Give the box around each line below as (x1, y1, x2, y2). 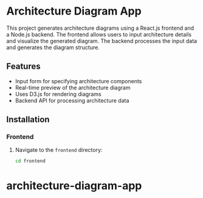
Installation (6, 114, 50, 125)
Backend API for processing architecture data (15, 97, 129, 104)
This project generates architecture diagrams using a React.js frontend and (6, 24, 194, 32)
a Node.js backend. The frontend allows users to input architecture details (6, 30, 192, 38)
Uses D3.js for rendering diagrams (15, 90, 101, 98)
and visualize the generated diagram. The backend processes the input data (6, 37, 198, 44)
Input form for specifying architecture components (15, 77, 142, 84)
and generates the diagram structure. (6, 44, 100, 51)
